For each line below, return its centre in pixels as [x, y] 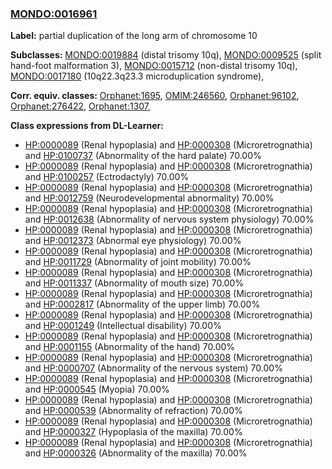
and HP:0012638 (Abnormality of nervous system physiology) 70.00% [169, 219]
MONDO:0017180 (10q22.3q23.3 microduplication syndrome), [137, 76]
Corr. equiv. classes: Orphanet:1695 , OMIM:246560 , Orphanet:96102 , [155, 96]
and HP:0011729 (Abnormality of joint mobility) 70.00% [138, 262]
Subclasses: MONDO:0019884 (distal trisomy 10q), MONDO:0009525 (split [166, 55]
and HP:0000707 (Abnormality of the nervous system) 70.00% [153, 368]
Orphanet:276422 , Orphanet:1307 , [81, 106]
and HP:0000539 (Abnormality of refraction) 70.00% [133, 411]
